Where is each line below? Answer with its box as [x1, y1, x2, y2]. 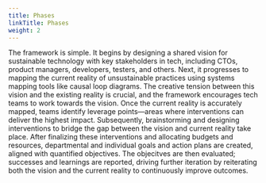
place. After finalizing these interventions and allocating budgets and [8, 132, 233, 142]
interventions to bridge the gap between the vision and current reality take [8, 124, 252, 133]
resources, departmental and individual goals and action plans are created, [8, 140, 253, 151]
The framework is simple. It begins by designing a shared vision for [8, 48, 229, 58]
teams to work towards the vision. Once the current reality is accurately [8, 98, 242, 108]
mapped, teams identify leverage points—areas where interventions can [8, 107, 245, 116]
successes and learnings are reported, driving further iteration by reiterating [8, 158, 257, 167]
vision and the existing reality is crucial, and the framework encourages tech [8, 90, 258, 100]
